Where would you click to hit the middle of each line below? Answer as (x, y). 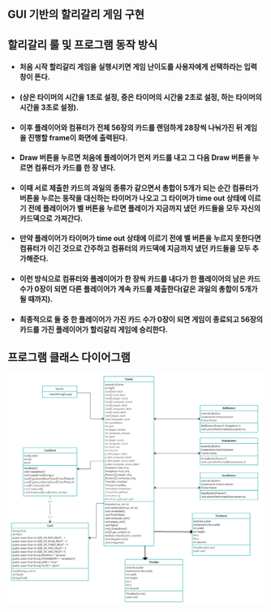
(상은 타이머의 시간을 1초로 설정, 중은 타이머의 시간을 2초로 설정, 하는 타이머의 (141, 97)
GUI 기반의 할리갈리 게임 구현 (76, 15)
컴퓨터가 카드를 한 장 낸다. (75, 168)
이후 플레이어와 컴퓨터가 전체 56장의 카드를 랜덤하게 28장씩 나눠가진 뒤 (131, 127)
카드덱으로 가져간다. (51, 218)
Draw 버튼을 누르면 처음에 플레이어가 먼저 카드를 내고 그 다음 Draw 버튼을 (135, 157)
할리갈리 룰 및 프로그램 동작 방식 (83, 44)
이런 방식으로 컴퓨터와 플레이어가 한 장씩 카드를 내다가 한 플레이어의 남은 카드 (140, 278)
